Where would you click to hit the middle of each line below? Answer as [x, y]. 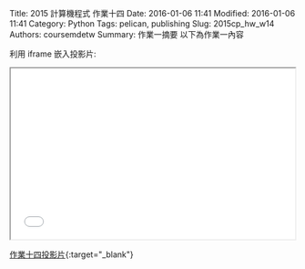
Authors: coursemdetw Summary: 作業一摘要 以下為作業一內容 [127, 34]
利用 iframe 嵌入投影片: [53, 54]
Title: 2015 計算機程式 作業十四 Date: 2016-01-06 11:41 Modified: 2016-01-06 [152, 13]
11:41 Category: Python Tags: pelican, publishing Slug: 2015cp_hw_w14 [142, 24]
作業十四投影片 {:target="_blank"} [71, 254]
